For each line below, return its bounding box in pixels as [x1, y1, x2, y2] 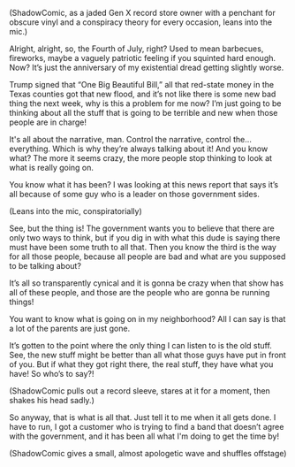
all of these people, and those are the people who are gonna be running [9, 287, 270, 297]
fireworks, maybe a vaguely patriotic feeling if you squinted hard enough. [9, 53, 276, 63]
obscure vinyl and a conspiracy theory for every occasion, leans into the [9, 17, 272, 27]
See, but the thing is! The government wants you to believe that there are [9, 223, 276, 233]
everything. [9, 143, 51, 154]
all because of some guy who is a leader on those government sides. [9, 189, 261, 199]
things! [9, 296, 34, 307]
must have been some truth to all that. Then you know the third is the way [9, 242, 276, 252]
